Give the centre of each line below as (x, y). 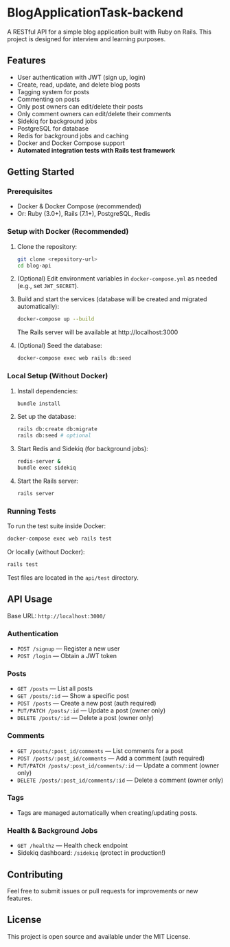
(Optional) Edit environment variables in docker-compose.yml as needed (117, 279)
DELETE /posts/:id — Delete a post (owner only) (85, 718)
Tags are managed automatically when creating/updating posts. (107, 812)
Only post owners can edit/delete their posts (80, 106)
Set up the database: (47, 417)
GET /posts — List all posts (55, 688)
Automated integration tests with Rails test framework (96, 150)
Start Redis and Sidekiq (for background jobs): (83, 449)
